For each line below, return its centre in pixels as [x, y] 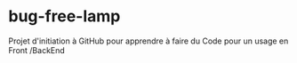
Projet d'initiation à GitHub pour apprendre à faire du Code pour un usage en [148, 41]
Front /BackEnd [37, 50]
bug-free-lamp [64, 16]
